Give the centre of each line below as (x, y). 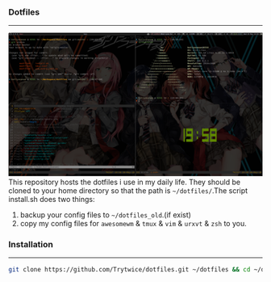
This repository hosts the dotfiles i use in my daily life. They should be (124, 182)
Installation (31, 244)
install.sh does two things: (52, 199)
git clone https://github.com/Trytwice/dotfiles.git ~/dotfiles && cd (129, 270)
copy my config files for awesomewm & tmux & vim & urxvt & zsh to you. (133, 223)
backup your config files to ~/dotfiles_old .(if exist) (106, 215)
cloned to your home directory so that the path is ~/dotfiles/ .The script (128, 190)
